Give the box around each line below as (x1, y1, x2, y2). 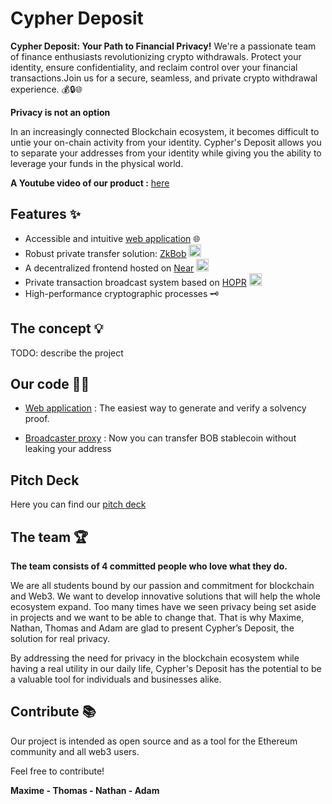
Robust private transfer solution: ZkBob (24, 247, 187, 259)
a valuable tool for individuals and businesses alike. (10, 673, 222, 685)
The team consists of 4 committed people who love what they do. (10, 560, 288, 572)
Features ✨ (10, 206, 81, 223)
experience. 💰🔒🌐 (10, 83, 83, 95)
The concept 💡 (10, 320, 104, 337)
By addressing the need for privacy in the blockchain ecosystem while (10, 652, 300, 664)
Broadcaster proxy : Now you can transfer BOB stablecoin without (24, 432, 297, 444)
